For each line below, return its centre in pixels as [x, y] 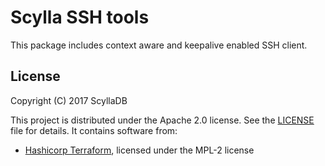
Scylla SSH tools [80, 17]
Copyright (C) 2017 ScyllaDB [69, 100]
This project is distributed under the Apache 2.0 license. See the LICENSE [162, 120]
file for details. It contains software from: [94, 130]
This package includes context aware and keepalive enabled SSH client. [159, 45]
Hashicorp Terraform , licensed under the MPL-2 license [139, 150]
